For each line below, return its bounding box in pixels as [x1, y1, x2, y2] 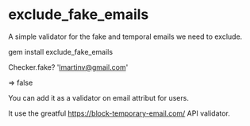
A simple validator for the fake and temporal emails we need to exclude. [8, 32, 243, 41]
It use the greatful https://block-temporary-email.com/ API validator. [8, 109, 230, 118]
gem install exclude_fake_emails [8, 47, 113, 56]
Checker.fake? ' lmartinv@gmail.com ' [8, 62, 129, 72]
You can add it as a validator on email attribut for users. [8, 93, 189, 102]
